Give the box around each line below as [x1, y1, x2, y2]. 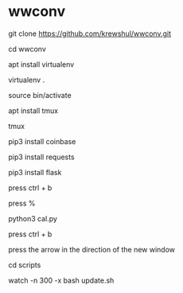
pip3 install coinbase [8, 136, 76, 146]
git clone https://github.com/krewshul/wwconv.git [8, 29, 172, 38]
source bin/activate [8, 90, 72, 100]
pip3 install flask [8, 167, 62, 177]
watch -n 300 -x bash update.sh [8, 275, 115, 285]
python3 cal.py [8, 213, 58, 223]
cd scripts [8, 260, 41, 269]
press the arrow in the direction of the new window [8, 244, 176, 254]
